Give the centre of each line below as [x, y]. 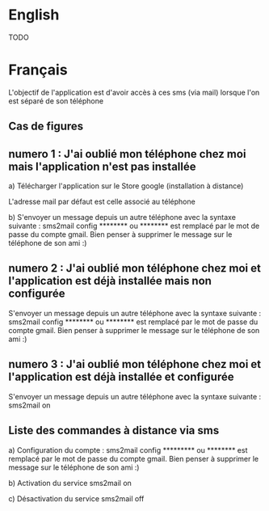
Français [38, 70]
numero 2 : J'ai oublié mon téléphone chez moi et [134, 268]
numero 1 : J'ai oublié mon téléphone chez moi [127, 154]
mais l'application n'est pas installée [102, 166]
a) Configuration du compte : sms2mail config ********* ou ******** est [128, 450]
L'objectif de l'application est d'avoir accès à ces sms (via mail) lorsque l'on [134, 92]
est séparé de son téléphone [56, 101]
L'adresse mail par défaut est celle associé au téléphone [102, 202]
